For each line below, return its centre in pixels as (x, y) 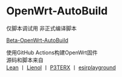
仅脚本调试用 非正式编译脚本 (41, 28)
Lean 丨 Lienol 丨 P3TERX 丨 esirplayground (61, 67)
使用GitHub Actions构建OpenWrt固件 (52, 53)
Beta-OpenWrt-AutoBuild (37, 40)
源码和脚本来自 (25, 60)
